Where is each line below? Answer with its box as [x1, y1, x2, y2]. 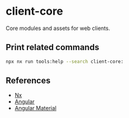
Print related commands [6, 42, 100, 53]
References [6, 75, 51, 86]
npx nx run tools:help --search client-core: [6, 58, 123, 65]
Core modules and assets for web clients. [6, 24, 111, 32]
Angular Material [14, 105, 57, 112]
